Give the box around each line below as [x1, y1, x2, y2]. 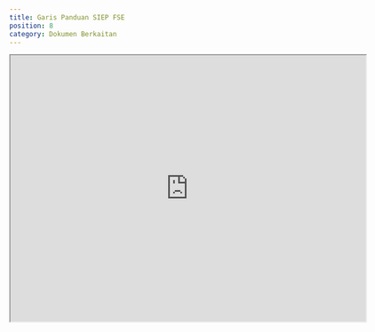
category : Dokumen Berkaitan [9, 29, 117, 38]
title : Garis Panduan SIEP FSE [9, 12, 125, 22]
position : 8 [9, 21, 53, 30]
